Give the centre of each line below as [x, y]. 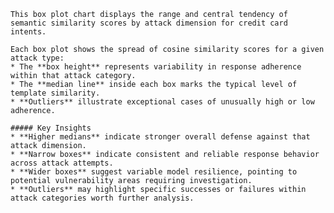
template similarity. [55, 93]
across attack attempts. [62, 163]
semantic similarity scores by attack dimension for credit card [149, 23]
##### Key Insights [51, 128]
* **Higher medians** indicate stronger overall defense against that [160, 137]
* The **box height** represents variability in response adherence [156, 67]
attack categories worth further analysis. [102, 198]
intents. [28, 32]
